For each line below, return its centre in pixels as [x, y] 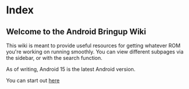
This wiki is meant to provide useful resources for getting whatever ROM [93, 45]
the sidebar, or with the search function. [54, 58]
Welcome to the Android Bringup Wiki [76, 32]
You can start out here [33, 80]
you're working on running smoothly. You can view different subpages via [95, 52]
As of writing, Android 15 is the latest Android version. [71, 69]
